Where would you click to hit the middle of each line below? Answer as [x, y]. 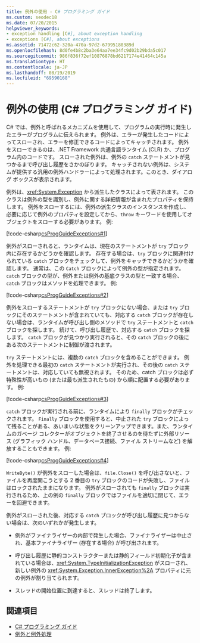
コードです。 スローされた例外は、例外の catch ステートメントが [106, 157]
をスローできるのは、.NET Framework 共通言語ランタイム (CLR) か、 [90, 150]
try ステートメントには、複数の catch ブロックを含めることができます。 [94, 358]
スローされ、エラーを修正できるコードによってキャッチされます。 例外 [103, 142]
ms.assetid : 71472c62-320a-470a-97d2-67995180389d [70, 45]
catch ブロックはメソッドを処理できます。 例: [62, 283]
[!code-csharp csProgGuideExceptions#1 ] [57, 234]
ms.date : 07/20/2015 [32, 23]
